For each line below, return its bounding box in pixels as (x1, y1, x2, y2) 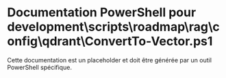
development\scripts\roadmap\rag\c (7, 19, 221, 35)
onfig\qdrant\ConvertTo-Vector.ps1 (7, 34, 213, 49)
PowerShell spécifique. (7, 63, 72, 71)
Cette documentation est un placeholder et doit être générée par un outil (7, 56, 212, 64)
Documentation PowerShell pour (7, 5, 197, 20)
